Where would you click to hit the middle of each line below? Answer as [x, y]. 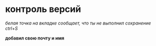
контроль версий [43, 9]
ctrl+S [12, 28]
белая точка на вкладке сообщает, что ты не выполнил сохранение [78, 23]
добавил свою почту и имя [35, 38]
